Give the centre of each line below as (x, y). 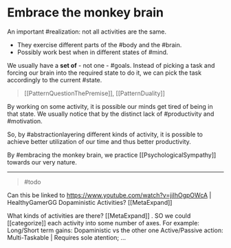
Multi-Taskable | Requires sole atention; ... (67, 237)
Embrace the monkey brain (85, 13)
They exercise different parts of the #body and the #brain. (99, 45)
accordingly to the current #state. (55, 79)
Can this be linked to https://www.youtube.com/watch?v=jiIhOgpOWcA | (109, 195)
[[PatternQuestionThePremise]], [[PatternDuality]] (94, 93)
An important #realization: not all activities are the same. (87, 32)
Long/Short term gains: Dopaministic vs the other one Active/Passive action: (115, 230)
